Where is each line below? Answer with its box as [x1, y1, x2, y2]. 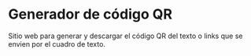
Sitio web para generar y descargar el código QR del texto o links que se [8, 31, 243, 40]
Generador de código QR [8, 5, 173, 23]
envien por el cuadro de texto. [8, 39, 106, 48]
